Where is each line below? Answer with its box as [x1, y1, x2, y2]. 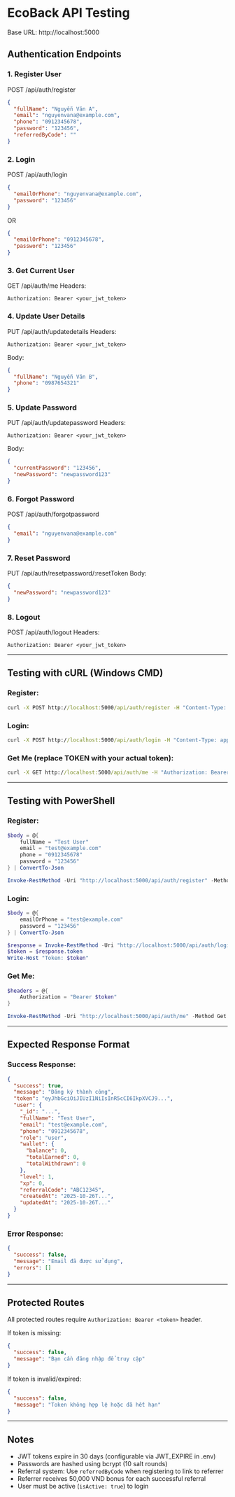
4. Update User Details [7, 312, 85, 321]
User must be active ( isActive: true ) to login [17, 1482, 149, 1491]
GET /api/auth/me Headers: [7, 281, 87, 290]
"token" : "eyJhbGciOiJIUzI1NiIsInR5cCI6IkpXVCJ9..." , [13, 1095, 173, 1102]
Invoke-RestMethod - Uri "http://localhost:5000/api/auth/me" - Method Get [7, 1013, 227, 1020]
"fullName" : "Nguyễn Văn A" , [13, 105, 99, 113]
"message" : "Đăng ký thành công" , [13, 1089, 114, 1096]
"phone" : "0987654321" [13, 380, 80, 387]
